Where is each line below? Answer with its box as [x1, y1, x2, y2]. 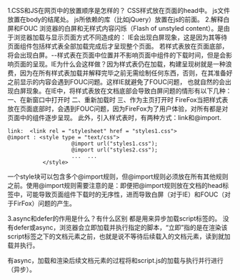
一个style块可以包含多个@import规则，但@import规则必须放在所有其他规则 [7, 172, 229, 181]
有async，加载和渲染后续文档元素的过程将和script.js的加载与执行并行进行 [7, 256, 224, 264]
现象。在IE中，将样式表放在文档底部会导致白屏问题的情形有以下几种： [26, 86, 232, 95]
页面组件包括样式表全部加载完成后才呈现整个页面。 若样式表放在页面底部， [7, 42, 229, 50]
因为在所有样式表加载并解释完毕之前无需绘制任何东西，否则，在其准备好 [19, 69, 233, 77]
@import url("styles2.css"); [71, 146, 159, 154]
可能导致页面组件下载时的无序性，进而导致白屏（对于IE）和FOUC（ [26, 190, 225, 199]
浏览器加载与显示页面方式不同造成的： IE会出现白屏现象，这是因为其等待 [13, 33, 228, 41]
